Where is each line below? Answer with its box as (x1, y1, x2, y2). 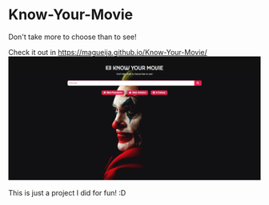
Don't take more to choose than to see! (8, 32, 138, 41)
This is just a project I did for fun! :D (8, 188, 126, 198)
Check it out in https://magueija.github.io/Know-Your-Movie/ (8, 47, 207, 57)
